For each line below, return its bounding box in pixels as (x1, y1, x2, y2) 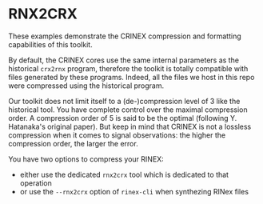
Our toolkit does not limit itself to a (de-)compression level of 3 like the (8, 96, 241, 106)
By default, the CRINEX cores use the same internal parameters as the (8, 55, 240, 65)
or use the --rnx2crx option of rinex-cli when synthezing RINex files (19, 186, 249, 196)
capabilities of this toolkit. (8, 39, 94, 49)
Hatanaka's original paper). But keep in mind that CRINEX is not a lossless (8, 122, 252, 131)
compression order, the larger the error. (8, 138, 138, 148)
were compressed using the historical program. (8, 81, 165, 90)
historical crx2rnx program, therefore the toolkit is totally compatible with (8, 63, 249, 73)
